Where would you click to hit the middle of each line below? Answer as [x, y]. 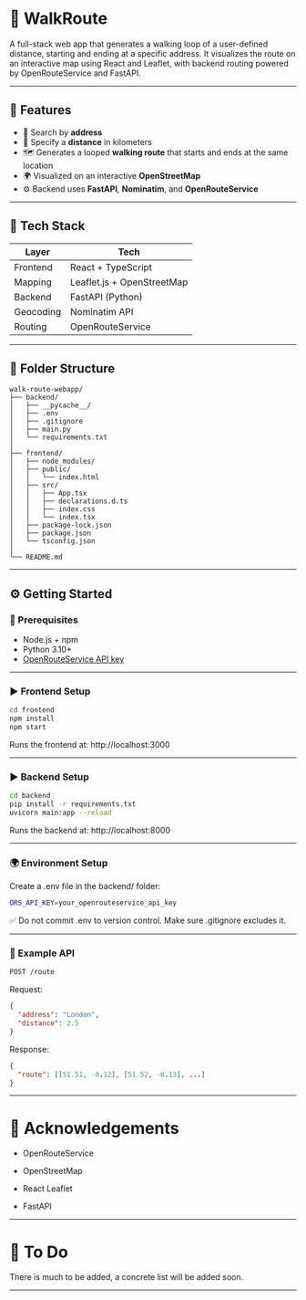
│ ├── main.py [40, 430]
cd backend [30, 796]
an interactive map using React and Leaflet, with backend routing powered [149, 63]
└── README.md [36, 557]
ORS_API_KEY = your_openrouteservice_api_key [93, 903]
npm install [32, 719]
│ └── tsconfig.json [52, 541]
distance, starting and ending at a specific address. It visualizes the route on [153, 53]
